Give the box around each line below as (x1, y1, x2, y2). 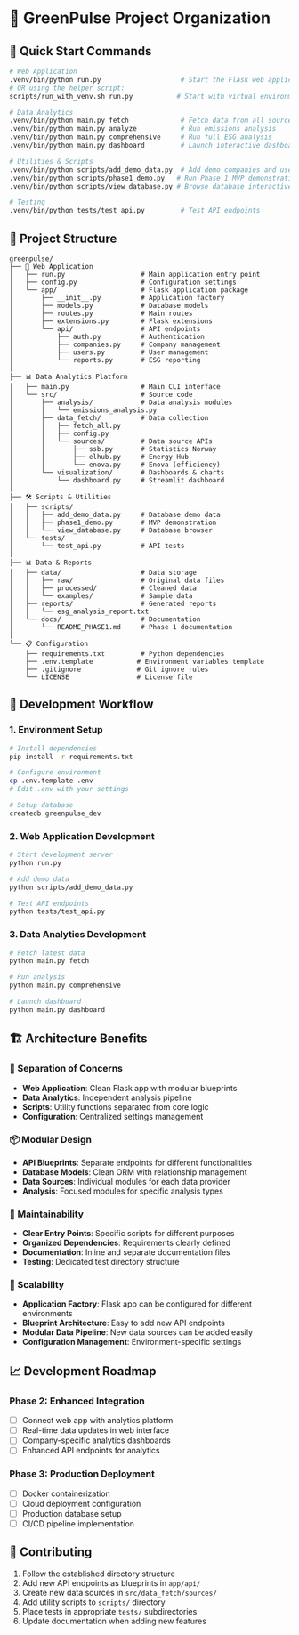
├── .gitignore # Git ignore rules (25, 665, 209, 674)
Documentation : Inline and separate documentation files (21, 1247, 230, 1258)
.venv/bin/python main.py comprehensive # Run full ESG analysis (9, 133, 273, 142)
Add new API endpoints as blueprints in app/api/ (21, 1577, 201, 1588)
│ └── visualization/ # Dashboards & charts (9, 467, 225, 477)
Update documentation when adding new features (21, 1615, 207, 1626)
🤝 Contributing (9, 1544, 93, 1560)
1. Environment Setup (9, 724, 104, 736)
